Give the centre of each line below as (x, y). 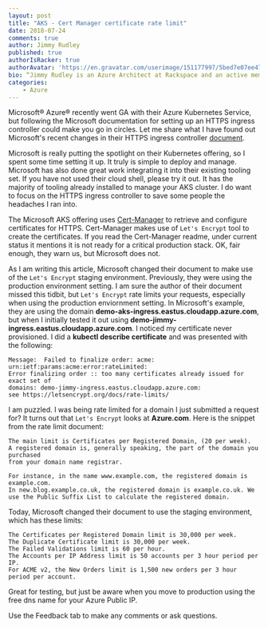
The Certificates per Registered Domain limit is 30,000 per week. (123, 535)
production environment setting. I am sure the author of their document (125, 286)
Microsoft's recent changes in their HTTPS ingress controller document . (126, 138)
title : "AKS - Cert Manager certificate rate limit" (98, 23)
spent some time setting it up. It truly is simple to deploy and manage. (122, 162)
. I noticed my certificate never (182, 329)
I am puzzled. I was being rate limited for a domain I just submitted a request (134, 410)
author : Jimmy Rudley (44, 45)
